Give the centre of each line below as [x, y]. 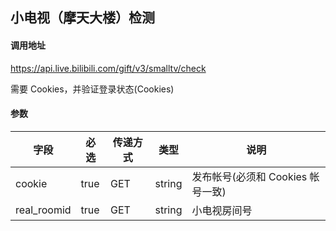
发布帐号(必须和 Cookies [249, 176]
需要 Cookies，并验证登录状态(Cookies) [92, 89]
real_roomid [43, 210]
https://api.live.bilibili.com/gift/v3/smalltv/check [108, 68]
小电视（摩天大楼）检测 [82, 18]
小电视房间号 [222, 210]
